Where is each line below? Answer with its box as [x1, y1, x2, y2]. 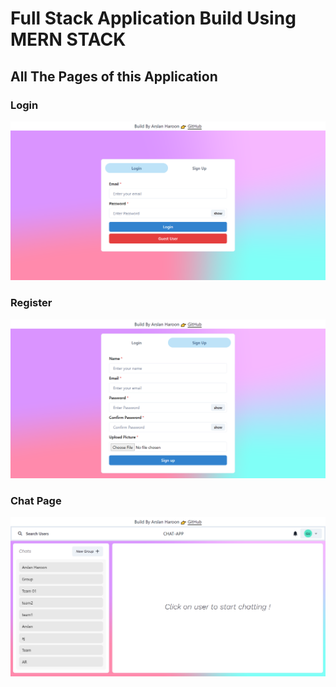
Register [10, 296, 53, 310]
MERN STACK [10, 28, 127, 51]
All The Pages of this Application [10, 68, 218, 85]
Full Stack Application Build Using [10, 7, 297, 30]
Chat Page [10, 494, 62, 507]
